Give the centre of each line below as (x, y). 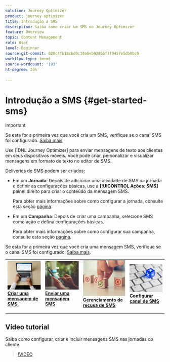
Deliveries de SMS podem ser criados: (45, 171)
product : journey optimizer (35, 16)
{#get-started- (115, 100)
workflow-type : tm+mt (28, 59)
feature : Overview (25, 32)
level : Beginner (22, 48)
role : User (17, 43)
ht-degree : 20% (21, 69)
